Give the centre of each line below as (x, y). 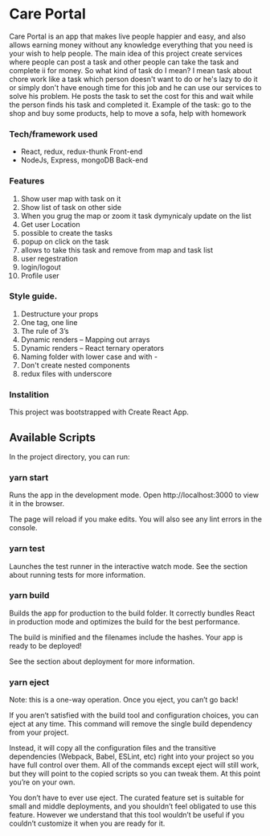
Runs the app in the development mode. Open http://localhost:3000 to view (134, 495)
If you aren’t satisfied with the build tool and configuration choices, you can (134, 715)
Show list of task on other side (71, 207)
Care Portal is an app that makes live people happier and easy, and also (127, 36)
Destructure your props (59, 314)
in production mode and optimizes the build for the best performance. (125, 621)
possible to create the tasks (67, 233)
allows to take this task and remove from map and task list (117, 249)
